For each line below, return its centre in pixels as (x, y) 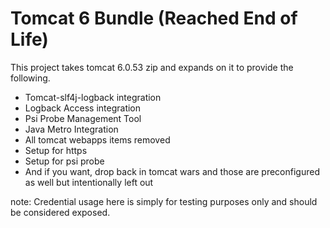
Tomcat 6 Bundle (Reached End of (154, 18)
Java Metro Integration (71, 129)
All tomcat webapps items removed (97, 139)
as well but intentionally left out (89, 182)
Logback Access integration (83, 108)
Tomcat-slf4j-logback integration (93, 97)
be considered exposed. (60, 212)
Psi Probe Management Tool (83, 118)
